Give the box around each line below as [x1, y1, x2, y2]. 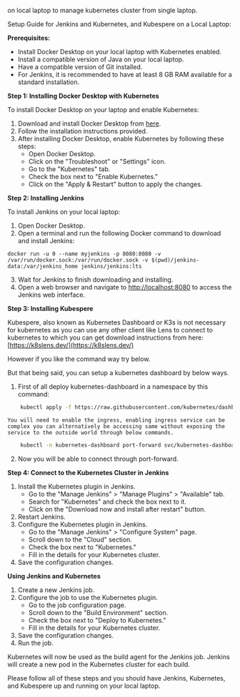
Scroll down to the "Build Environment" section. [28, 608, 169, 616]
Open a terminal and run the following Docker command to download [17, 229, 221, 238]
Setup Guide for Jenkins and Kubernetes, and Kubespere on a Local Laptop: [7, 20, 231, 28]
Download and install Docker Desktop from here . [17, 119, 161, 128]
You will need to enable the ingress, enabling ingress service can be [7, 417, 225, 424]
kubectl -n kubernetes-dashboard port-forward [20, 442, 161, 449]
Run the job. [17, 639, 54, 647]
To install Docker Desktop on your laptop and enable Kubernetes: [7, 106, 199, 113]
